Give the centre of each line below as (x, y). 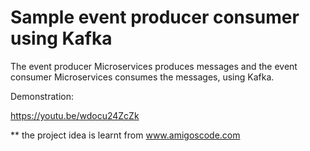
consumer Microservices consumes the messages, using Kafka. (142, 77)
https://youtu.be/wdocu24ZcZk (75, 115)
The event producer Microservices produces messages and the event (154, 66)
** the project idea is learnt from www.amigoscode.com (125, 135)
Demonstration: (42, 96)
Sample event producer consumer (155, 17)
